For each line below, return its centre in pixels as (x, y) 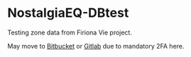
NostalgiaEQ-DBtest (68, 13)
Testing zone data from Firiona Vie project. (70, 32)
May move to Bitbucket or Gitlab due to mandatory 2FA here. (96, 46)
